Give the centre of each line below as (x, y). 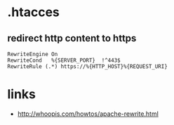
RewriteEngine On (33, 54)
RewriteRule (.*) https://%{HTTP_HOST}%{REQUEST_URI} (88, 67)
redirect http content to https (72, 38)
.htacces (33, 12)
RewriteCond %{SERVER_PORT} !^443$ (64, 60)
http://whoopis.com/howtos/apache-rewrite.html (88, 114)
